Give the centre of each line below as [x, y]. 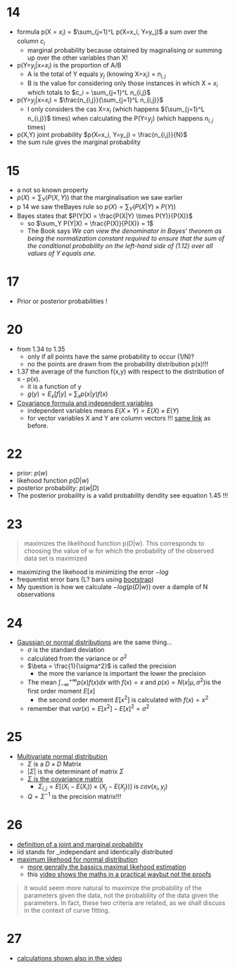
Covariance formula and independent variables [85, 403]
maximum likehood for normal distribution [77, 859]
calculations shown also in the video [69, 958]
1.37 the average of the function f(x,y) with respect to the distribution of [120, 371]
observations [36, 594]
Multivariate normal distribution [62, 756]
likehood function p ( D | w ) [53, 481]
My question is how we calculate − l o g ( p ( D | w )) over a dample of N [112, 587]
